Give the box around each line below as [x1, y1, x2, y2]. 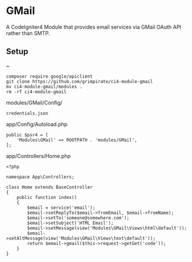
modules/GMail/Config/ [6, 99, 63, 106]
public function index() [16, 194, 77, 200]
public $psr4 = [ [6, 132, 49, 138]
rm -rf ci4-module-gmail [6, 89, 67, 95]
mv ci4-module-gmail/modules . [6, 84, 83, 89]
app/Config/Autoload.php [6, 120, 68, 127]
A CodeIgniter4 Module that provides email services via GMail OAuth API [6, 23, 181, 30]
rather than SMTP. [6, 29, 50, 36]
